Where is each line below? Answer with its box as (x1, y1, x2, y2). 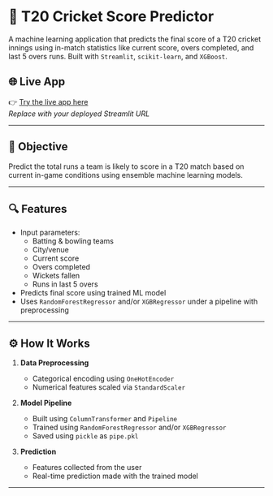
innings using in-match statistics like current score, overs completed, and (8, 42, 254, 52)
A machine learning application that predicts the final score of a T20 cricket (8, 34, 262, 44)
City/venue (32, 245, 69, 255)
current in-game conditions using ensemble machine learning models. (8, 170, 244, 179)
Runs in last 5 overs (32, 279, 99, 289)
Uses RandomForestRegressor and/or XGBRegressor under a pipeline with (19, 296, 258, 307)
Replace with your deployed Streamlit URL (8, 109, 150, 119)
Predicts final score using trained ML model (19, 288, 167, 298)
